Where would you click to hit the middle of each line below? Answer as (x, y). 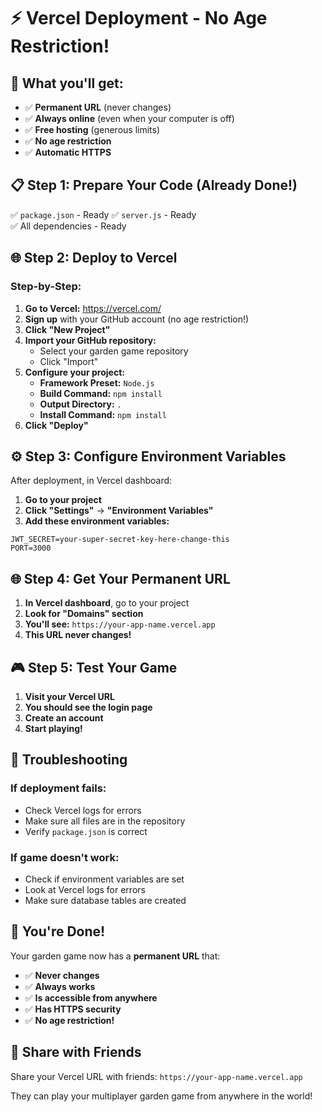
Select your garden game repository (114, 351)
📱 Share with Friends (76, 1052)
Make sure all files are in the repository (105, 821)
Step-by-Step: (46, 287)
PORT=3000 (31, 548)
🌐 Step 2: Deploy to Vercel (94, 258)
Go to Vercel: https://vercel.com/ (93, 308)
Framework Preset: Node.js (97, 382)
